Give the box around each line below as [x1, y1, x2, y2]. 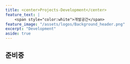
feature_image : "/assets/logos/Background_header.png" [5, 21, 125, 27]
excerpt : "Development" [5, 26, 57, 31]
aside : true [5, 31, 31, 36]
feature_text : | [5, 12, 40, 17]
